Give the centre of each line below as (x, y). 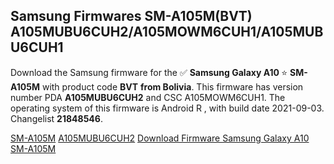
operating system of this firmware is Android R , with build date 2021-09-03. (167, 108)
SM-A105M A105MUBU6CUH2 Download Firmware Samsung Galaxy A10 (160, 138)
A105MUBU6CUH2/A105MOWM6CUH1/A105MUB (167, 32)
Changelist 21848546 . (56, 118)
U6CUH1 (37, 47)
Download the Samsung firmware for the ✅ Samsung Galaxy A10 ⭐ (149, 72)
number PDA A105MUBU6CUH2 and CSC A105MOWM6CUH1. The (148, 97)
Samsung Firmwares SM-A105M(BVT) (131, 16)
